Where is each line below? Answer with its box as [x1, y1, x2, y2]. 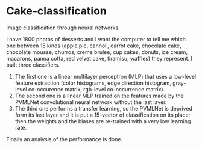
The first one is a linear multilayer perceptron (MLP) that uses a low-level [14, 73, 197, 80]
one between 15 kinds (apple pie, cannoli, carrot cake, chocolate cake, [6, 42, 181, 49]
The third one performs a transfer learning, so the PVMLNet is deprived [14, 105, 193, 112]
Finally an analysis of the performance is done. [6, 135, 122, 142]
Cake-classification [6, 4, 107, 18]
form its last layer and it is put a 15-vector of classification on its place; [14, 111, 191, 118]
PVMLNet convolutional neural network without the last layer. [14, 98, 167, 106]
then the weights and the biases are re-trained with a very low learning [14, 117, 191, 124]
